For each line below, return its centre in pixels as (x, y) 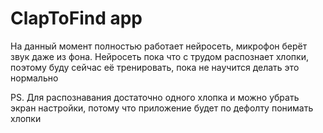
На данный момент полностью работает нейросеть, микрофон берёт (159, 46)
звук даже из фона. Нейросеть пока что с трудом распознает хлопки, (159, 56)
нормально (34, 78)
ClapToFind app (76, 18)
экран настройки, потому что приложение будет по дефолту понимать (162, 108)
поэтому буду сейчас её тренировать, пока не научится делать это (155, 67)
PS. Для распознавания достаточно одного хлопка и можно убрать (155, 97)
